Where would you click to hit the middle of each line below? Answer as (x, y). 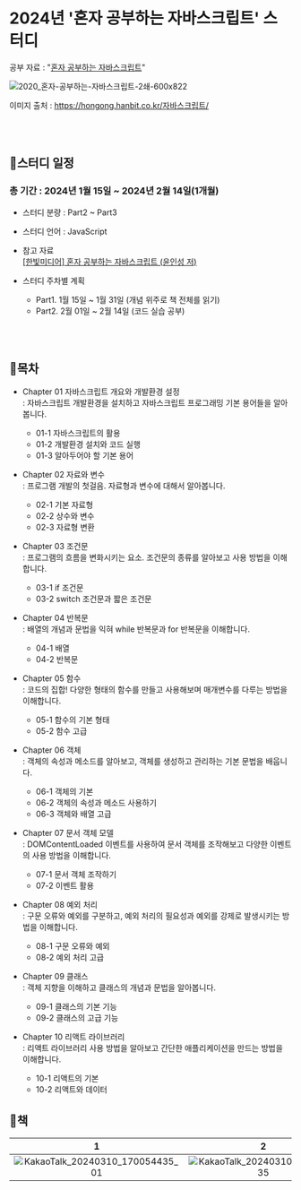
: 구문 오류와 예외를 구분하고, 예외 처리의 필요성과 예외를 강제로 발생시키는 (151, 916)
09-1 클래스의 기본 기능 (77, 1007)
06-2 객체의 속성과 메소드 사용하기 (96, 803)
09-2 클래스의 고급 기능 (77, 1018)
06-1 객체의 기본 (64, 792)
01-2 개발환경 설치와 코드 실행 (88, 444)
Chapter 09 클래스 (55, 977)
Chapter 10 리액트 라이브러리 (73, 1037)
